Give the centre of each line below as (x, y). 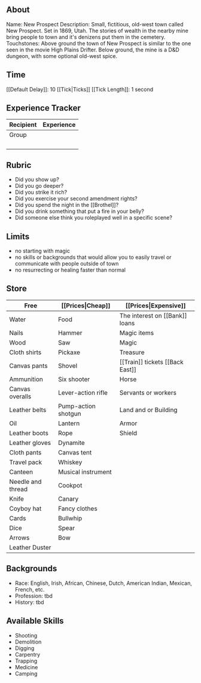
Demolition (28, 642)
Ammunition (26, 379)
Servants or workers (148, 392)
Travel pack (26, 462)
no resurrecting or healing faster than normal (70, 270)
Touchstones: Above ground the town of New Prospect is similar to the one (99, 43)
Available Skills (35, 621)
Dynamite (71, 443)
